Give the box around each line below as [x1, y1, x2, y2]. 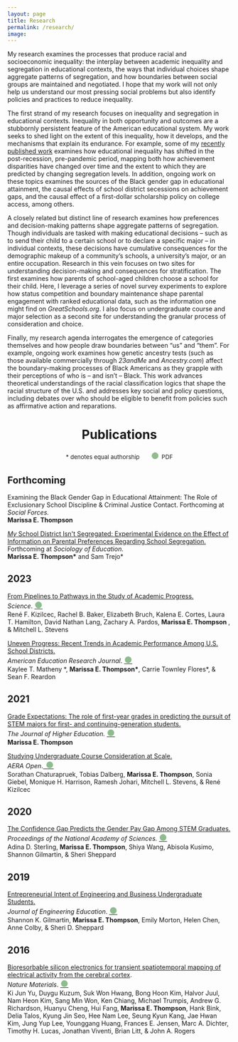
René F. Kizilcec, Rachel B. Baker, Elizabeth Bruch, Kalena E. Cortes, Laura [7, 610, 225, 619]
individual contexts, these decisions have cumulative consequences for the [7, 244, 227, 253]
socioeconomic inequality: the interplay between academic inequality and [7, 58, 223, 66]
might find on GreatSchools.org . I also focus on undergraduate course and [7, 304, 226, 314]
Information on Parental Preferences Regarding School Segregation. [7, 537, 206, 545]
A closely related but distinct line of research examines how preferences [7, 214, 220, 222]
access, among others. [7, 200, 75, 209]
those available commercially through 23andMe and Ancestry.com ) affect [7, 356, 223, 365]
